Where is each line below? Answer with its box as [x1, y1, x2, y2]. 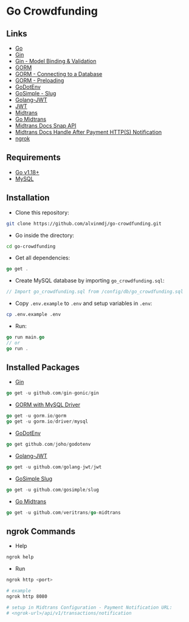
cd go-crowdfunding [6, 243, 56, 250]
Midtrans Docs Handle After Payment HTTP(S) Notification [15, 129, 162, 135]
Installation [6, 193, 50, 203]
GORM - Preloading [15, 77, 64, 84]
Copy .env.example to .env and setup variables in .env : [15, 299, 153, 307]
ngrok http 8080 [6, 593, 47, 600]
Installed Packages [6, 363, 80, 373]
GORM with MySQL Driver [15, 401, 81, 408]
